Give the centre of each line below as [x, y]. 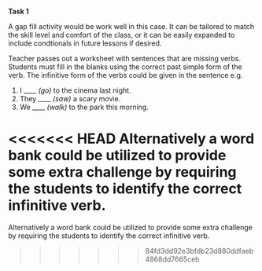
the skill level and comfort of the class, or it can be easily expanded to [122, 35]
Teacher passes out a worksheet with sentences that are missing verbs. [125, 59]
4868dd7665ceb [172, 259]
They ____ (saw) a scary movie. [70, 99]
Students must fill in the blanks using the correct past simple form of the [125, 67]
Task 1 [18, 11]
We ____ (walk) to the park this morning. [84, 107]
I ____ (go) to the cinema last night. [75, 90]
